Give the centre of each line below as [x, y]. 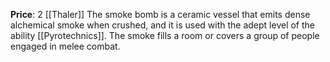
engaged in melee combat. [65, 46]
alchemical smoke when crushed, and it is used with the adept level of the [163, 25]
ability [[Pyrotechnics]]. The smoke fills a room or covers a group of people [165, 35]
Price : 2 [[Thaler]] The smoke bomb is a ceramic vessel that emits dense [160, 14]
